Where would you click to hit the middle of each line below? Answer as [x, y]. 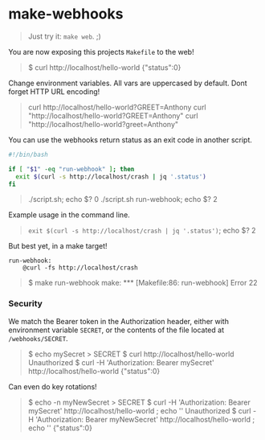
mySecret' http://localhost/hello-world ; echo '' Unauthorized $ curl [139, 410]
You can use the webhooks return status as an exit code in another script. [130, 140]
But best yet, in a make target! [58, 246]
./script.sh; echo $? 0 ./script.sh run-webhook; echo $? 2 [123, 199]
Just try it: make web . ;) [65, 36]
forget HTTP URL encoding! [54, 91]
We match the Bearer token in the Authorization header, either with [118, 321]
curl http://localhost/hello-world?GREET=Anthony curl [117, 107]
